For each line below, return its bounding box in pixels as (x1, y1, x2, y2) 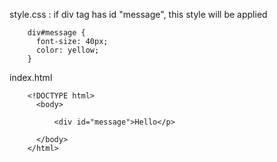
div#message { (27, 28, 86, 38)
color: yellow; (35, 45, 100, 55)
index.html (9, 72, 53, 83)
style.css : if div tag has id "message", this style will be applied (9, 9, 268, 20)
